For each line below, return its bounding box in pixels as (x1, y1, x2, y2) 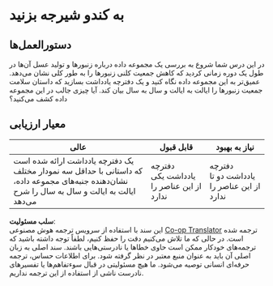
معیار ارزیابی (9, 117, 66, 131)
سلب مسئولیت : (9, 216, 56, 226)
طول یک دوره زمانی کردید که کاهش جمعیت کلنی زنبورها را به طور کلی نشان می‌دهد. (9, 68, 264, 78)
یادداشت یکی (150, 170, 196, 181)
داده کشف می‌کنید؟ (9, 94, 68, 103)
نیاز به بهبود (215, 141, 254, 152)
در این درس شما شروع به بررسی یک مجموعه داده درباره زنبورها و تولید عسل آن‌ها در (9, 59, 265, 69)
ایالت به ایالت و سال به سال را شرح (13, 185, 136, 196)
